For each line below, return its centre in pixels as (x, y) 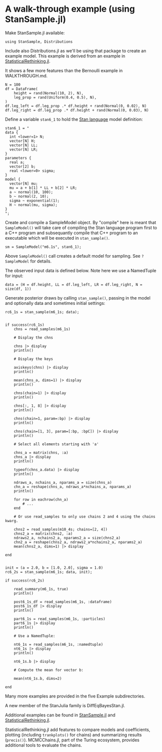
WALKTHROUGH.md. (26, 75)
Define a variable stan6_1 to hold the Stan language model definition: (74, 119)
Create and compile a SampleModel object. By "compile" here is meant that (81, 222)
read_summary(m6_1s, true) (41, 589)
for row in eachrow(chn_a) (41, 499)
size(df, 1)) (18, 289)
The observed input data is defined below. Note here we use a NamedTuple (81, 270)
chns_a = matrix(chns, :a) (41, 452)
